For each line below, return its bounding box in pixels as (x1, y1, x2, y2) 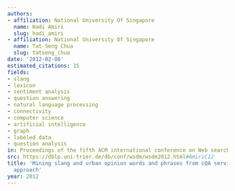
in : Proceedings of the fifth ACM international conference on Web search (7, 147, 230, 154)
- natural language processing (7, 101, 99, 108)
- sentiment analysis (7, 88, 71, 95)
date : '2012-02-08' (7, 56, 64, 63)
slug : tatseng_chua (13, 50, 71, 57)
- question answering (7, 95, 71, 102)
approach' (13, 166, 42, 174)
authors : (7, 10, 33, 17)
